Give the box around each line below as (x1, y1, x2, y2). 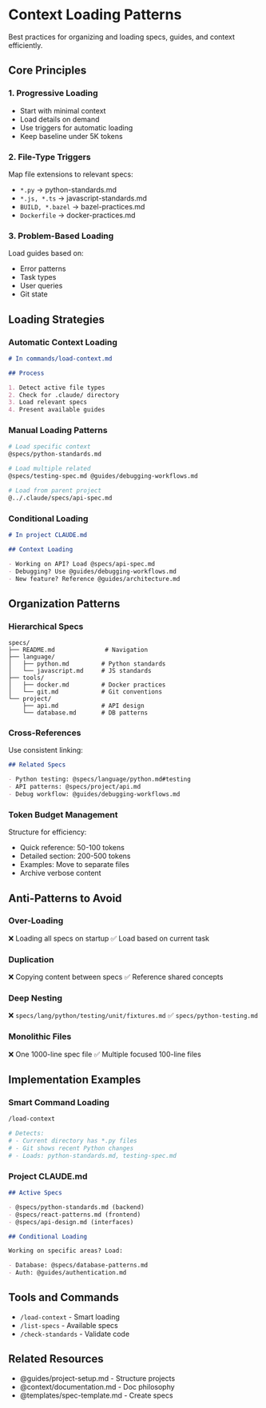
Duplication (8, 953, 54, 965)
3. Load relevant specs (8, 398, 88, 407)
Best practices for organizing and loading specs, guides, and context (8, 32, 236, 42)
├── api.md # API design (22, 702, 145, 710)
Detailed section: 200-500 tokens (19, 851, 131, 861)
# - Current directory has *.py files (8, 1137, 137, 1145)
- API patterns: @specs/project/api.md (8, 783, 141, 791)
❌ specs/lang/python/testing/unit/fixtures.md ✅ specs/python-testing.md (8, 1011, 258, 1020)
